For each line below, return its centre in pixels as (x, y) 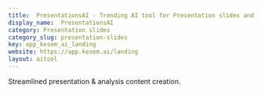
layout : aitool (33, 60)
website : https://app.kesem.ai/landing (73, 52)
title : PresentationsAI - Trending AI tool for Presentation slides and (131, 15)
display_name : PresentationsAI (61, 23)
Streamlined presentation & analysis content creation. (95, 81)
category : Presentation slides (59, 30)
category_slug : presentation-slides (68, 37)
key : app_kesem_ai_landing (52, 45)
